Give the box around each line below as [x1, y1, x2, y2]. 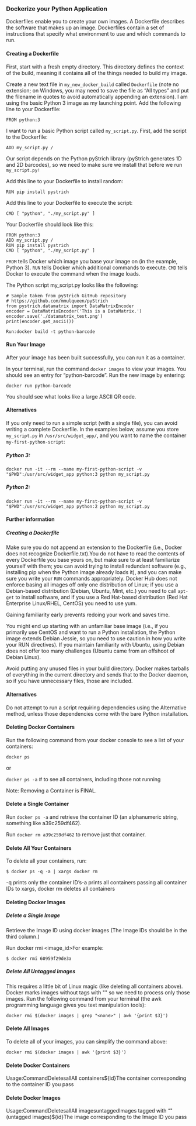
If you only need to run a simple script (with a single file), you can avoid [6, 419, 178, 426]
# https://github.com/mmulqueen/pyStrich [6, 298, 108, 304]
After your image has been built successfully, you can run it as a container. [6, 353, 185, 361]
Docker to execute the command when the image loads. [6, 270, 141, 277]
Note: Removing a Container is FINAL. [6, 787, 97, 794]
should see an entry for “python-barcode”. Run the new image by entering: [6, 371, 185, 379]
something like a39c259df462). [6, 820, 82, 827]
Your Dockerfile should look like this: [6, 221, 94, 228]
